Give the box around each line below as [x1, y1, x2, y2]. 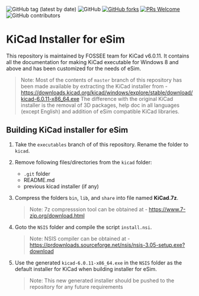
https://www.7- [149, 205, 186, 213]
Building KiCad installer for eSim [6, 125, 129, 135]
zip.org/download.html [29, 212, 85, 219]
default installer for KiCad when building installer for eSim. [14, 265, 157, 272]
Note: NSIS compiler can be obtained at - [29, 235, 130, 242]
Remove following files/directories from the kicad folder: [14, 158, 152, 165]
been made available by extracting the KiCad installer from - [20, 82, 168, 90]
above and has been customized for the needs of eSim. [6, 65, 141, 72]
